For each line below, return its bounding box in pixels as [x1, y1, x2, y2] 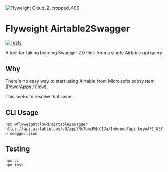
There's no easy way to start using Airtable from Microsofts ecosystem [5, 78, 155, 84]
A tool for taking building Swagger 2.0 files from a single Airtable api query [5, 49, 162, 56]
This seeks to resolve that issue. [5, 93, 73, 99]
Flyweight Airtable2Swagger [5, 23, 130, 34]
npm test [5, 163, 24, 168]
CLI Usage [5, 108, 39, 117]
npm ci [5, 158, 19, 163]
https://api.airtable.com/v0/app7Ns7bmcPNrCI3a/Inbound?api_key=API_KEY [5, 126, 163, 132]
